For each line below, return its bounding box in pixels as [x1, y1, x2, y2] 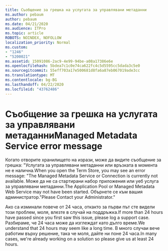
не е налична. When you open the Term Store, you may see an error [5, 168, 145, 174]
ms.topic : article [5, 31, 44, 36]
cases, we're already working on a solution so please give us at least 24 [5, 236, 154, 242]
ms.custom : [5, 45, 28, 50]
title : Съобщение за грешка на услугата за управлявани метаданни [5, 7, 147, 13]
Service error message [5, 140, 103, 152]
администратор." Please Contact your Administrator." [5, 194, 115, 200]
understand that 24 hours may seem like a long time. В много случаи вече [5, 225, 160, 231]
